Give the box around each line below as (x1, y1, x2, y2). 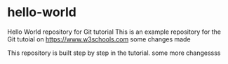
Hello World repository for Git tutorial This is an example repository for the (7, 27, 222, 36)
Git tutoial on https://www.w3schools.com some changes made (7, 34, 191, 43)
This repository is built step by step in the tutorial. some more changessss (7, 49, 221, 57)
